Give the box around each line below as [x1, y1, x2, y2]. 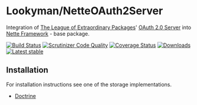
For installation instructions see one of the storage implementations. [6, 81, 172, 88]
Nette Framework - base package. [6, 30, 90, 37]
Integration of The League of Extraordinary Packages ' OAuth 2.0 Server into [6, 24, 191, 31]
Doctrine [14, 92, 37, 99]
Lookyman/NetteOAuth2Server [6, 4, 163, 18]
